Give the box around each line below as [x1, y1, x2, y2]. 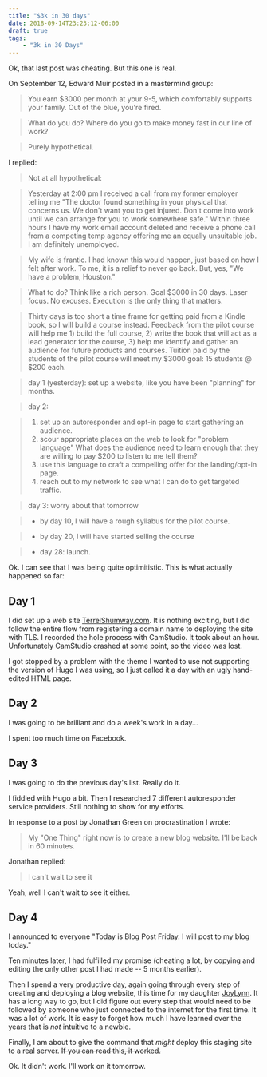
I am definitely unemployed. [27, 240, 120, 249]
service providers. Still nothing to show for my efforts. [8, 801, 185, 811]
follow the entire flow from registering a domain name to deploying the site [8, 624, 253, 634]
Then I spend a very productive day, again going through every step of [8, 980, 241, 989]
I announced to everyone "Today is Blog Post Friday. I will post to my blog [8, 932, 250, 941]
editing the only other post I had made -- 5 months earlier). [8, 964, 202, 974]
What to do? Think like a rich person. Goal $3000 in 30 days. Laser [27, 288, 249, 297]
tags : [8, 34, 26, 42]
